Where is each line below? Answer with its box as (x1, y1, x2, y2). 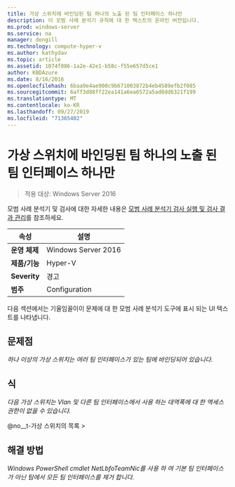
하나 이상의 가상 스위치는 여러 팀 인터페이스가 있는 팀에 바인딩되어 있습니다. (7, 356, 213, 364)
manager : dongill (7, 37, 58, 44)
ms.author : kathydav (7, 50, 68, 57)
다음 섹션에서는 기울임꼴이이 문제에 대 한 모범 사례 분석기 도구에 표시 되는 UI (7, 304, 215, 313)
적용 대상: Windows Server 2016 (24, 189, 116, 197)
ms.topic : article (7, 56, 61, 63)
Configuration (46, 284, 93, 294)
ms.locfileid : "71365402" (7, 115, 83, 122)
